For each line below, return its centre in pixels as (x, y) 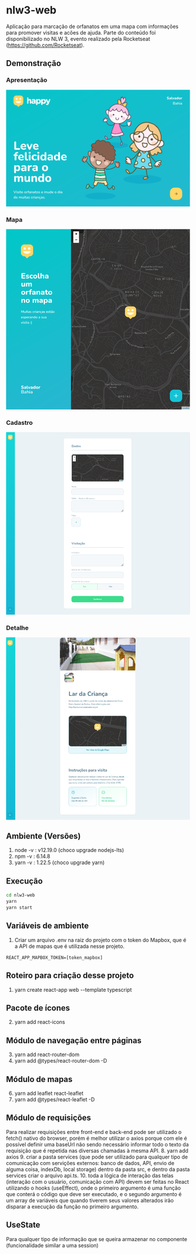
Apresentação (27, 80)
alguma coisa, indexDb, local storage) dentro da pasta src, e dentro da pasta (98, 1169)
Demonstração (34, 63)
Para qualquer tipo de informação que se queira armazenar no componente (97, 1239)
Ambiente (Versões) (43, 836)
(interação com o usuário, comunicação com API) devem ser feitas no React (98, 1181)
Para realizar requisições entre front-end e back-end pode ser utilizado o (94, 1132)
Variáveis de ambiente (48, 926)
